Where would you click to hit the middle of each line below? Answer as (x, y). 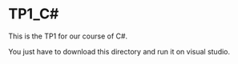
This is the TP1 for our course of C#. (68, 36)
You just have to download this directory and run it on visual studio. (119, 51)
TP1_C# (34, 14)
